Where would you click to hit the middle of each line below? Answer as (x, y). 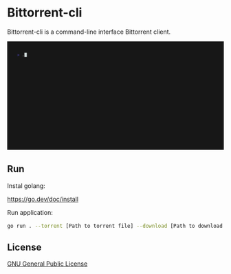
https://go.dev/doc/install (43, 199)
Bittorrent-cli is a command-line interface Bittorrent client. (89, 32)
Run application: (30, 212)
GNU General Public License (47, 264)
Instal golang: (26, 186)
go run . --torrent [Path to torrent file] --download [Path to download (115, 226)
